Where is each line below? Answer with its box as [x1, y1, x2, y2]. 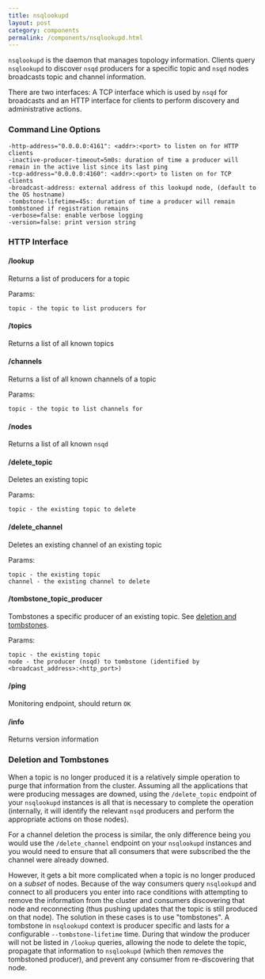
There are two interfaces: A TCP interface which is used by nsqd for [8, 88, 228, 97]
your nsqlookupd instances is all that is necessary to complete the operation [8, 797, 255, 807]
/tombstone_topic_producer [8, 594, 103, 604]
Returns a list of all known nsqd [8, 439, 108, 449]
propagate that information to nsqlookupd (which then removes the [8, 946, 224, 955]
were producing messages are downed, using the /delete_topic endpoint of [8, 789, 257, 799]
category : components [8, 26, 80, 34]
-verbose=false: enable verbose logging [8, 211, 144, 219]
